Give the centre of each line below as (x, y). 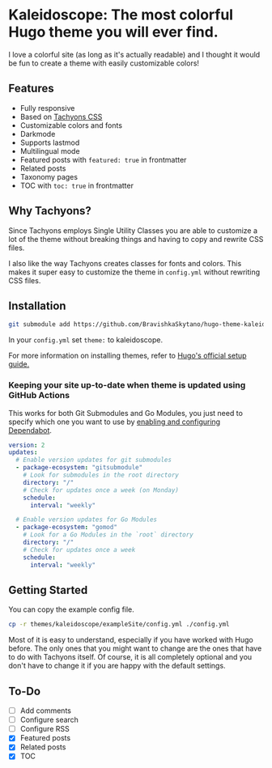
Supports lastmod (50, 142)
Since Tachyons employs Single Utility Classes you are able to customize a (133, 230)
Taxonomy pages (49, 176)
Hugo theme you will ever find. (113, 32)
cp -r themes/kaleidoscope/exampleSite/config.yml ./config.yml (119, 625)
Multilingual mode (50, 151)
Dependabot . (30, 430)
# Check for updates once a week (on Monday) (101, 490)
